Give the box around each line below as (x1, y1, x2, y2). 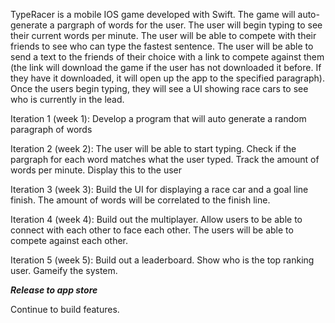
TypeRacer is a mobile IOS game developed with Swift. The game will (10, 9, 296, 20)
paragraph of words (10, 124, 93, 135)
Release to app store (10, 284, 98, 296)
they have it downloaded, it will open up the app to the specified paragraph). (10, 72, 325, 84)
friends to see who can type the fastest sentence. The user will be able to (10, 40, 314, 52)
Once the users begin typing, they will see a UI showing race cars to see (10, 83, 309, 94)
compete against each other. (10, 235, 129, 246)
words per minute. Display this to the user (10, 164, 182, 176)
